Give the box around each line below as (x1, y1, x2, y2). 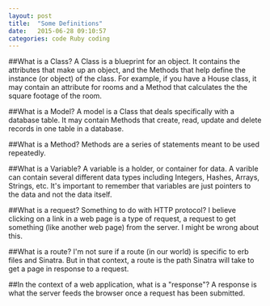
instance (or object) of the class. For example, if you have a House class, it (8, 74, 257, 83)
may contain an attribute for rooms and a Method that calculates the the (8, 83, 248, 92)
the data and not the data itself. (8, 189, 112, 199)
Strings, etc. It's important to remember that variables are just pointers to (8, 181, 251, 191)
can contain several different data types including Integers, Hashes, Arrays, (8, 172, 260, 182)
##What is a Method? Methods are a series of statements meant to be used (8, 139, 260, 150)
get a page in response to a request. (8, 264, 129, 274)
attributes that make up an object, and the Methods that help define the (8, 66, 247, 75)
